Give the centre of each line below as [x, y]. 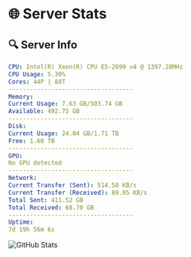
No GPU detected [35, 163]
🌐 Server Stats [58, 14]
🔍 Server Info [43, 45]
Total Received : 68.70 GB [51, 208]
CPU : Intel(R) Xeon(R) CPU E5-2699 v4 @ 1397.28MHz [95, 67]
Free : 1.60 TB [32, 141]
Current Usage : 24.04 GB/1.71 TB [64, 133]
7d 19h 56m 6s [32, 230]
